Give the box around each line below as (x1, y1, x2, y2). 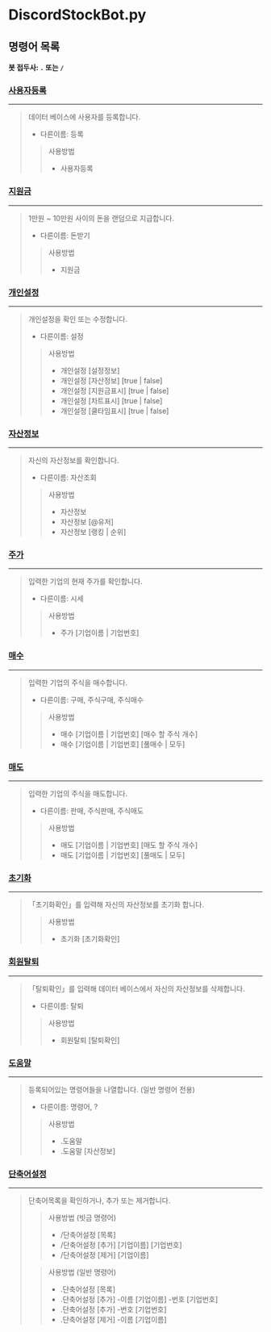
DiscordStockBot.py (8, 6, 147, 24)
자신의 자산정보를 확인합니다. (27, 456, 119, 466)
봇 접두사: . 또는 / (8, 63, 65, 72)
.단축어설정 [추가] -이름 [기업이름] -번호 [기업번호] (60, 1295, 219, 1305)
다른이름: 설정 (40, 331, 84, 340)
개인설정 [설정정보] (60, 365, 120, 375)
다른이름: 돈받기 (40, 230, 90, 240)
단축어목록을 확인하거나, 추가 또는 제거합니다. (27, 1196, 171, 1205)
